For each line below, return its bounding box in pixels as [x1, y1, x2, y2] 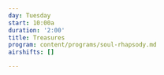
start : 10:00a [8, 19, 55, 27]
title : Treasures [8, 33, 65, 42]
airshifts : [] [8, 48, 55, 56]
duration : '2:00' [8, 26, 65, 34]
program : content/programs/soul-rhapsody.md [8, 41, 157, 49]
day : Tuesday [8, 11, 51, 20]
